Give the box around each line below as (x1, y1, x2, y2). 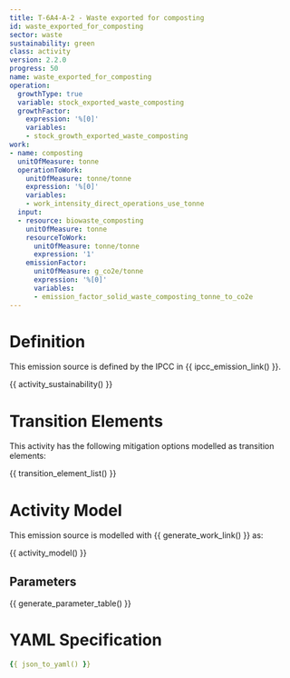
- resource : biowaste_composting (17, 215, 144, 225)
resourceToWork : (25, 233, 88, 242)
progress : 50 (9, 65, 59, 74)
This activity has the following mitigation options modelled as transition (9, 441, 275, 452)
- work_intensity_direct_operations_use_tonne (25, 199, 205, 209)
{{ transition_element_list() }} (9, 468, 117, 479)
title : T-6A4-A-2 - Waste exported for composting (9, 13, 205, 23)
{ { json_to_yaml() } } (9, 660, 92, 669)
